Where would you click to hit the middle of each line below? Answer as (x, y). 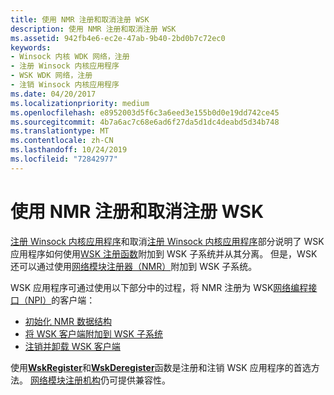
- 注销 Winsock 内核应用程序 (65, 85)
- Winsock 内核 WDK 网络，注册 (70, 57)
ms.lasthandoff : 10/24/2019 (69, 150)
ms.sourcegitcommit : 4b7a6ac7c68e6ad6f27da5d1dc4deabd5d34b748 (145, 122)
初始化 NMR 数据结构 (68, 321)
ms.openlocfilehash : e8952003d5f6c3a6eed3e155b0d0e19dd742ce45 (145, 112)
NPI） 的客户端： (61, 300)
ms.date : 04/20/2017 (53, 94)
